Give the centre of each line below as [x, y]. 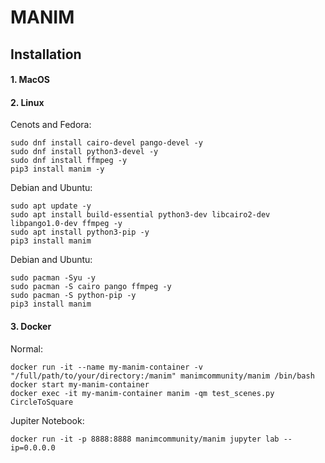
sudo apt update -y [51, 206]
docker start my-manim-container [80, 384]
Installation [46, 54]
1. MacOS [30, 80]
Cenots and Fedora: [51, 125]
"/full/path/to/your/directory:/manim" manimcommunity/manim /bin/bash [162, 376]
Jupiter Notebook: [47, 420]
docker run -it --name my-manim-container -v [106, 367]
